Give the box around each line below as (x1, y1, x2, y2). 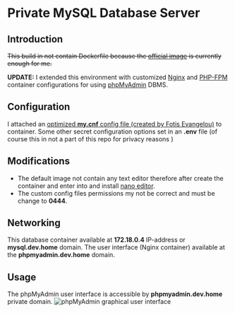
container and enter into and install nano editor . (17, 182, 155, 190)
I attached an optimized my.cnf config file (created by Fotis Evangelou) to (7, 119, 222, 128)
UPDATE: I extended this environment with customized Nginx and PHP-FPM (7, 73, 228, 81)
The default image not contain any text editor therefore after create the (17, 174, 224, 182)
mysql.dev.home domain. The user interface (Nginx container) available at (7, 243, 226, 252)
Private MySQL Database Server (7, 5, 200, 21)
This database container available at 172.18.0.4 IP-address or (7, 235, 186, 244)
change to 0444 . (17, 196, 68, 205)
